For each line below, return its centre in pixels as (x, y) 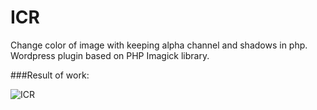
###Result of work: (50, 75)
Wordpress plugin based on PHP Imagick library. (110, 55)
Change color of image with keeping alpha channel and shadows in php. (159, 45)
